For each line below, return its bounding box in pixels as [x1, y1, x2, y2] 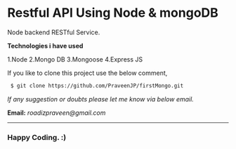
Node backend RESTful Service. [7, 28, 100, 36]
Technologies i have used [7, 41, 84, 50]
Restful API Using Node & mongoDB [7, 5, 219, 21]
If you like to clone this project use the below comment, [7, 69, 168, 77]
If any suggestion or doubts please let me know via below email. [7, 94, 195, 103]
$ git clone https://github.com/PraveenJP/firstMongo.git [10, 82, 184, 89]
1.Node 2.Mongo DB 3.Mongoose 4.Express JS [7, 55, 143, 64]
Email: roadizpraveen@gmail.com [7, 108, 106, 117]
